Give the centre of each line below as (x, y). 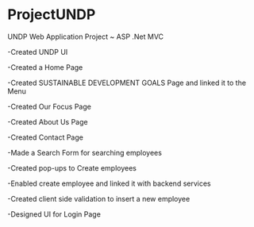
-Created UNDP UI (38, 52)
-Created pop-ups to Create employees (72, 167)
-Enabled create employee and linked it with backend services (109, 183)
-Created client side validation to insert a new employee (99, 198)
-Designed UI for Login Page (54, 214)
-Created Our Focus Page (50, 106)
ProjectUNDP (52, 15)
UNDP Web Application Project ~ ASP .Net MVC (86, 37)
